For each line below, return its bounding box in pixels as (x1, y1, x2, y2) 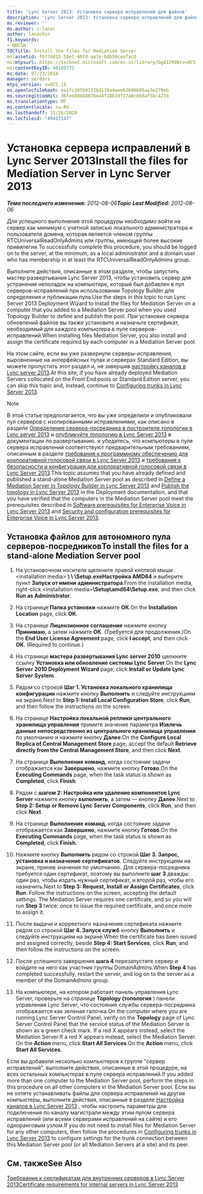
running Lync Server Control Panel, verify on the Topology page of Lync (15, 1014, 195, 1021)
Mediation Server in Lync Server (7, 167, 171, 181)
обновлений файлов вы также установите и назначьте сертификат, (7, 319, 180, 326)
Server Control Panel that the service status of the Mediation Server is (15, 1020, 190, 1028)
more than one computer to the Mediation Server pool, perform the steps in (7, 1077, 194, 1084)
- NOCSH (7, 43, 27, 49)
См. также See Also (7, 1158, 82, 1169)
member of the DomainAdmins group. (15, 977, 110, 984)
